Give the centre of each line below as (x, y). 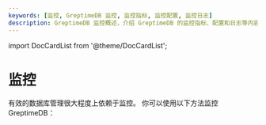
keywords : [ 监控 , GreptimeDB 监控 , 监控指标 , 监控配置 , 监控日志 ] (110, 15)
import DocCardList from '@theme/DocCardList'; (88, 45)
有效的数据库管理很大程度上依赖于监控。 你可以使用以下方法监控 (113, 103)
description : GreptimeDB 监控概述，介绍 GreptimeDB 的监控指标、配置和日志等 (128, 23)
